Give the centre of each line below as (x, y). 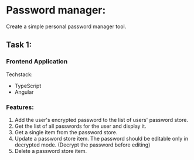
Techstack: (19, 74)
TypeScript (28, 86)
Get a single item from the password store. (66, 132)
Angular (24, 92)
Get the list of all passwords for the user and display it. (80, 126)
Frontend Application (37, 62)
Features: (20, 107)
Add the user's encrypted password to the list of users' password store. (101, 120)
